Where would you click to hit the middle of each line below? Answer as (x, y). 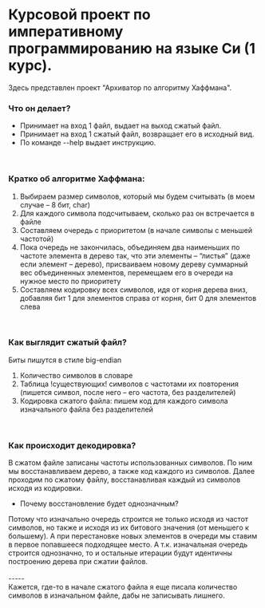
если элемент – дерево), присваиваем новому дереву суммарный (134, 264)
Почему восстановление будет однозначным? (99, 503)
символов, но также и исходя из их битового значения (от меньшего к (129, 527)
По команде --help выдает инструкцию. (88, 143)
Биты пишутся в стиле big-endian (65, 360)
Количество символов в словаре (76, 375)
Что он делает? (40, 108)
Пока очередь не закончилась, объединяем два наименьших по (130, 247)
